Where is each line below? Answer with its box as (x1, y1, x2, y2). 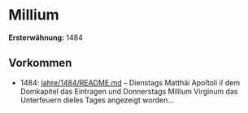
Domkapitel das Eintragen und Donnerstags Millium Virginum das (20, 86, 238, 96)
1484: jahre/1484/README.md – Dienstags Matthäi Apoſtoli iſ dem (20, 77, 241, 87)
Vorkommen (8, 56, 72, 70)
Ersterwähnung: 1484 (8, 33, 83, 42)
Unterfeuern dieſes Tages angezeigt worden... (20, 95, 175, 105)
